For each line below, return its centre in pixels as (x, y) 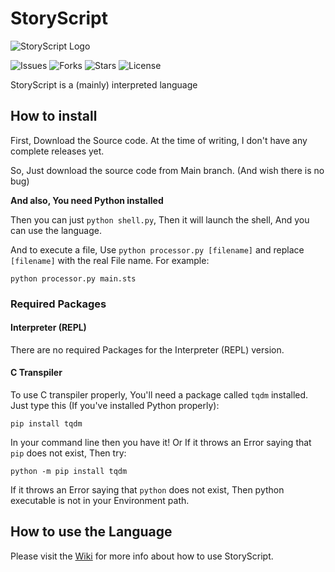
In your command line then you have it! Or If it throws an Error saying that (161, 443)
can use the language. (56, 230)
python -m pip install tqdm (69, 472)
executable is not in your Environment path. (100, 501)
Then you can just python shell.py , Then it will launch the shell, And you (160, 219)
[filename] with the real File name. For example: (110, 260)
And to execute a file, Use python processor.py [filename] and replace (157, 249)
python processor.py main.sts (73, 278)
